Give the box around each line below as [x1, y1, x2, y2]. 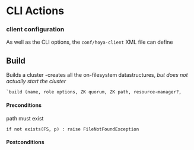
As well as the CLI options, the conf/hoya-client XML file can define [6, 38, 173, 45]
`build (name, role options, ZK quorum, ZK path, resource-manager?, [6, 89, 182, 95]
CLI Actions [6, 4, 64, 18]
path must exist [6, 115, 44, 122]
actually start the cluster [6, 78, 66, 85]
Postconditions [6, 139, 44, 146]
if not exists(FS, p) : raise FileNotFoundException [6, 126, 139, 132]
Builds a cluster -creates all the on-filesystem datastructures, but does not [6, 71, 188, 79]
